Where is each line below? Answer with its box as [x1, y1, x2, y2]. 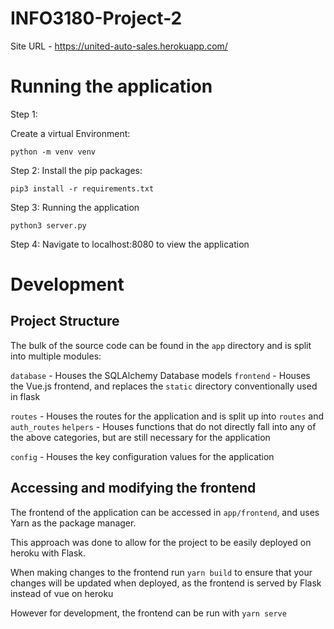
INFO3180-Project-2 [10, 7, 183, 30]
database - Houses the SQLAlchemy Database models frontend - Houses [10, 369, 311, 381]
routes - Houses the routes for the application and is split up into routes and [10, 410, 324, 422]
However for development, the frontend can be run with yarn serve [10, 607, 287, 619]
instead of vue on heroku [10, 587, 114, 599]
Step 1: [10, 108, 38, 120]
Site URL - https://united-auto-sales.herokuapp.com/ [10, 40, 228, 52]
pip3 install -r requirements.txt [10, 183, 155, 194]
